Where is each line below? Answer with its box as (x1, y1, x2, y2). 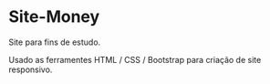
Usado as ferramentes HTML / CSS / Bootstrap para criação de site (8, 54, 262, 65)
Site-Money (8, 6, 100, 27)
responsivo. (8, 64, 53, 75)
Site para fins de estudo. (8, 37, 101, 47)
